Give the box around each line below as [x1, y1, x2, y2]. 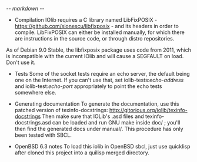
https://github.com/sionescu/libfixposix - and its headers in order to [14, 23, 179, 29]
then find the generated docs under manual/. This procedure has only [14, 126, 183, 132]
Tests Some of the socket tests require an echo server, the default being [14, 70, 190, 77]
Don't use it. [6, 59, 36, 66]
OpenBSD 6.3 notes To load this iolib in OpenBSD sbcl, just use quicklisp [14, 143, 191, 150]
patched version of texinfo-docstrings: [14, 107, 108, 113]
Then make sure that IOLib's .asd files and [42, 113, 144, 120]
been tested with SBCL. [14, 131, 72, 139]
